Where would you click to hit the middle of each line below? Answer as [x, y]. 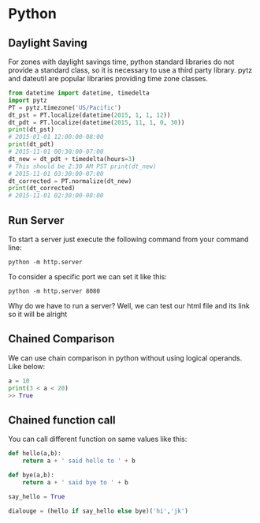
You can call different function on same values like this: [98, 439]
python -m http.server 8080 [54, 291]
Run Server [36, 220]
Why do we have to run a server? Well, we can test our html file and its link [129, 305]
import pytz [28, 100]
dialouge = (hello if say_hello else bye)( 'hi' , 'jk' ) [98, 511]
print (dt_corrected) [42, 189]
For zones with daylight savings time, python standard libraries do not [121, 62]
